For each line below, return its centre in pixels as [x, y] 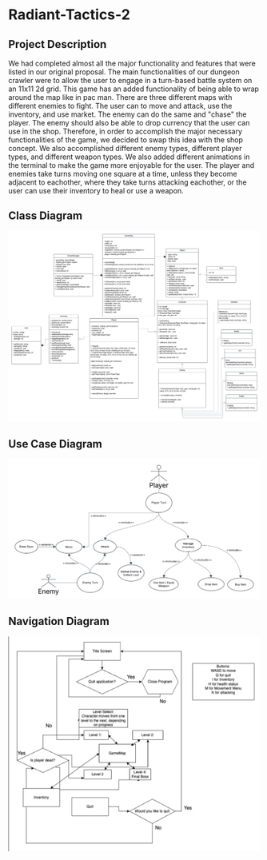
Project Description [58, 44]
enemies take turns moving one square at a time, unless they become [123, 174]
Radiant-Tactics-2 [69, 15]
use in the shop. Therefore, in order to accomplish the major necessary [125, 131]
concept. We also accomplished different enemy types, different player [125, 148]
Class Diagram [45, 216]
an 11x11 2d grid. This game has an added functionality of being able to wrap [134, 89]
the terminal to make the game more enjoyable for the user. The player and [132, 165]
